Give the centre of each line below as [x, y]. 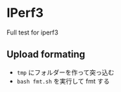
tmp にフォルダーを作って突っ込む [65, 72]
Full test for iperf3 [33, 32]
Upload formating [46, 54]
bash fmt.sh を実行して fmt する [63, 81]
